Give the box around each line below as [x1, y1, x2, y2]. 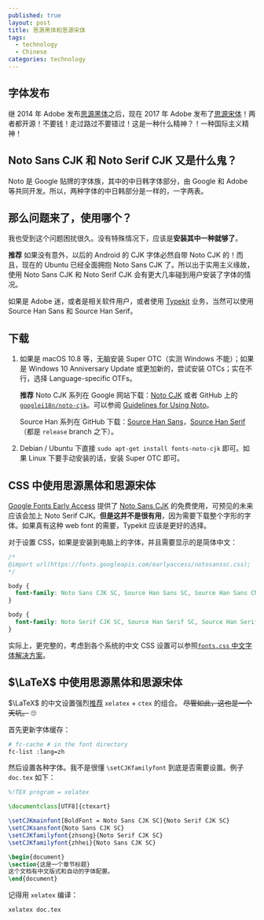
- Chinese [15, 48, 47, 56]
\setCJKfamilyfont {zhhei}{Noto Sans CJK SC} [8, 839, 156, 847]
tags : [8, 33, 26, 42]
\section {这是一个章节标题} [8, 860, 90, 868]
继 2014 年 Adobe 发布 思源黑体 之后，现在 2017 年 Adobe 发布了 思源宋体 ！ [8, 109, 249, 118]
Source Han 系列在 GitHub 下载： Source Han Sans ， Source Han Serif [19, 417, 246, 427]
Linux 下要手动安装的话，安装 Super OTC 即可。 [28, 453, 185, 463]
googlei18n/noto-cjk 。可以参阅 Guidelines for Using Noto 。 [19, 401, 214, 410]
